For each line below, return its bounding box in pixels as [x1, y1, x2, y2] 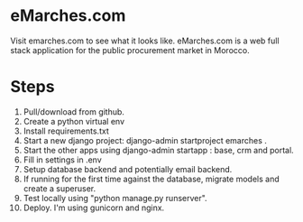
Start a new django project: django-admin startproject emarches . [23, 134, 267, 145]
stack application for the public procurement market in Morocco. [10, 44, 251, 55]
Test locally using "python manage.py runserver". [23, 192, 207, 203]
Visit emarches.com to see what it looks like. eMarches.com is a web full [10, 35, 280, 46]
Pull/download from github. [23, 106, 125, 117]
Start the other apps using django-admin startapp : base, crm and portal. [23, 144, 294, 155]
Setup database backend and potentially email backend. [23, 163, 233, 174]
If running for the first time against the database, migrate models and [23, 173, 280, 184]
